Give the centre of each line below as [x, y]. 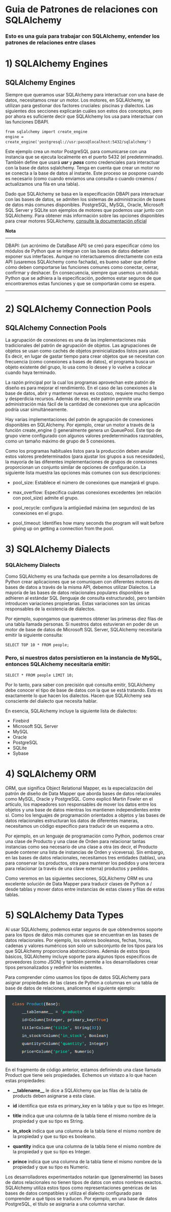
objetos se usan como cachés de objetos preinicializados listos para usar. [82, 351]
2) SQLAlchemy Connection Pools [78, 309]
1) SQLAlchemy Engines [57, 64]
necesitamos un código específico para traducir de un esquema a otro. [80, 826]
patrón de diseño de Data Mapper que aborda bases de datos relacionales [83, 793]
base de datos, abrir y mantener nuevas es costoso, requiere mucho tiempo [85, 393]
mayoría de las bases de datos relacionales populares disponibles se [77, 592]
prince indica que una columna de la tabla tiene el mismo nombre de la [87, 1161]
